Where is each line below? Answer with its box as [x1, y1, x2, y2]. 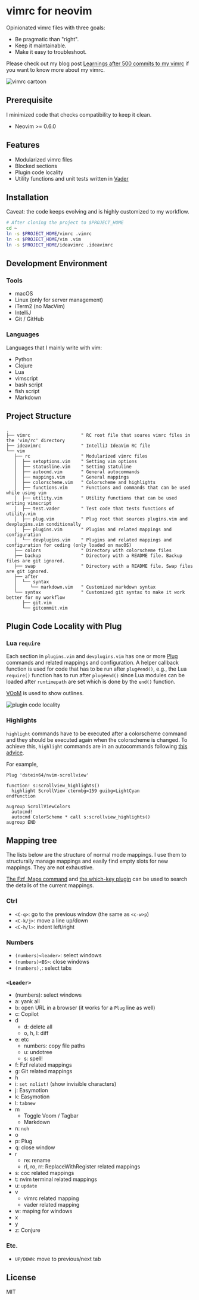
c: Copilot [14, 1010, 39, 1018]
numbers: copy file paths [23, 1042, 85, 1049]
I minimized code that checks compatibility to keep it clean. [6, 111, 152, 118]
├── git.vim [21, 599, 52, 605]
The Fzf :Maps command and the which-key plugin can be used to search [6, 875, 188, 883]
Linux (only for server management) [14, 296, 103, 303]
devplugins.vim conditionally [6, 521, 82, 527]
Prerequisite [6, 95, 53, 105]
